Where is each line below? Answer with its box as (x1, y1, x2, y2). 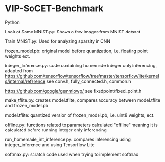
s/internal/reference (5, 78, 46, 84)
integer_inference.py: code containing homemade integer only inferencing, (5, 63, 157, 68)
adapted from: (5, 67, 34, 74)
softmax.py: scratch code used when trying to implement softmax (5, 151, 139, 157)
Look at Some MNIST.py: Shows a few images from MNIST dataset (5, 29, 141, 34)
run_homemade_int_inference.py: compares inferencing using (5, 136, 131, 142)
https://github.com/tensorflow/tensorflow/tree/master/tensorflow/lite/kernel (5, 73, 159, 79)
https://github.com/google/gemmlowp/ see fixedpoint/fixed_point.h (5, 88, 142, 94)
